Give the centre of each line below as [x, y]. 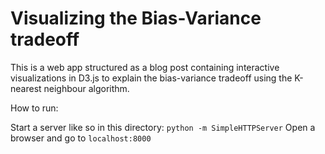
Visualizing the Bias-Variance [136, 18]
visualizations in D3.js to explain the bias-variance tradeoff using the [151, 78]
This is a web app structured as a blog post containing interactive [145, 67]
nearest [26, 88]
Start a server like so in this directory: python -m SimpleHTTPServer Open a [163, 127]
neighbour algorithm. [86, 88]
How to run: [34, 108]
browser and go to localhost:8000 [81, 138]
